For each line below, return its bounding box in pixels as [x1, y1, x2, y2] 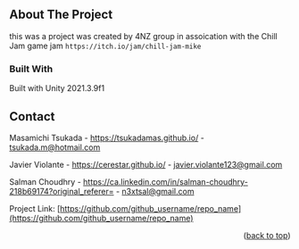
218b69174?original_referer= [9, 186, 114, 196]
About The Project [9, 7, 113, 22]
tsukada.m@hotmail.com [9, 142, 101, 153]
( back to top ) [243, 229, 291, 240]
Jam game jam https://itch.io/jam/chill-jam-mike [9, 40, 202, 51]
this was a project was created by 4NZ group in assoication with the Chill [9, 30, 278, 41]
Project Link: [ [9, 203, 61, 213]
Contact [9, 109, 55, 124]
